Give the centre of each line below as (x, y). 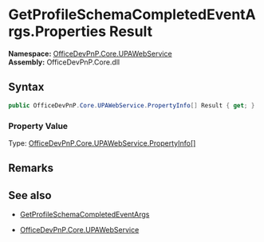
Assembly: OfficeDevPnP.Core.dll (64, 62)
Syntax (26, 87)
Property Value (38, 126)
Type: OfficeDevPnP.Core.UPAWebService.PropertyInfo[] (102, 143)
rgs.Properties (57, 31)
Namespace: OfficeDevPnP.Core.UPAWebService (91, 53)
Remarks (31, 168)
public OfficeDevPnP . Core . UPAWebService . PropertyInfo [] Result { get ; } (132, 105)
